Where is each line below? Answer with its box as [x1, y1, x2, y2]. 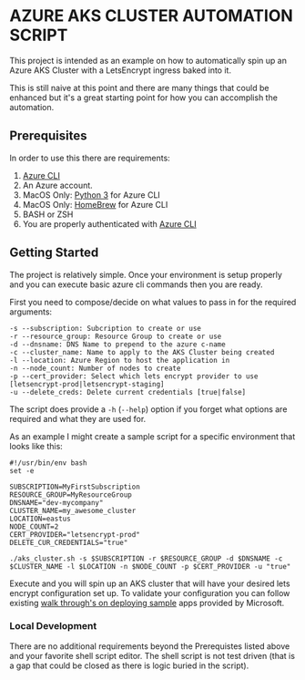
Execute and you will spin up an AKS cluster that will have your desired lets [9, 578, 290, 589]
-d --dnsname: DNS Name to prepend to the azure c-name [9, 339, 226, 349]
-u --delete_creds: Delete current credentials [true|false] [9, 387, 247, 397]
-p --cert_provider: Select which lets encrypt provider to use [9, 371, 259, 381]
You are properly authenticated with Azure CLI [22, 218, 198, 229]
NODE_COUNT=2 [9, 521, 59, 531]
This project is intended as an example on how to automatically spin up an [9, 55, 287, 66]
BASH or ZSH [22, 209, 74, 220]
